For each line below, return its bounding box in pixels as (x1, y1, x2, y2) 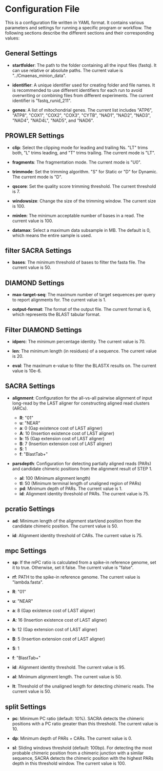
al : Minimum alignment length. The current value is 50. (12, 674, 122, 680)
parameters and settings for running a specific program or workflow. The (5, 24, 152, 30)
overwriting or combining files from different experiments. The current (12, 92, 154, 98)
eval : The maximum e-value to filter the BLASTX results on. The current (12, 363, 157, 368)
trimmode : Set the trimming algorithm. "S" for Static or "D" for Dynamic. (12, 168, 158, 174)
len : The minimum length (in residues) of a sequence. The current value (12, 348, 157, 354)
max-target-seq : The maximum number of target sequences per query (12, 292, 156, 298)
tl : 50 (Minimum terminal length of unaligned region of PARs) (19, 480, 142, 486)
